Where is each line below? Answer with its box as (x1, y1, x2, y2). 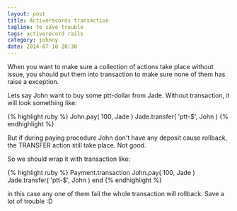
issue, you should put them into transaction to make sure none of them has (7, 70, 226, 78)
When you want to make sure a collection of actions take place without (7, 63, 214, 71)
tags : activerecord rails (7, 30, 83, 37)
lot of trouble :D (7, 197, 53, 205)
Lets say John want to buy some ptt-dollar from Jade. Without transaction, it (7, 91, 230, 100)
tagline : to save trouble (7, 23, 83, 30)
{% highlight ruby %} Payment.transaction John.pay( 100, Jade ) (7, 169, 196, 176)
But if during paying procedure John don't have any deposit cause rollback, (7, 133, 228, 142)
